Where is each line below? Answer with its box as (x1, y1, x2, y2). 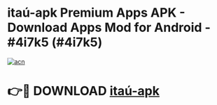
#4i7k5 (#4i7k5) (7, 35, 103, 50)
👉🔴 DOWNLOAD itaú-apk (7, 83, 160, 99)
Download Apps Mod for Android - (7, 19, 211, 35)
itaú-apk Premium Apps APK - (7, 5, 185, 21)
